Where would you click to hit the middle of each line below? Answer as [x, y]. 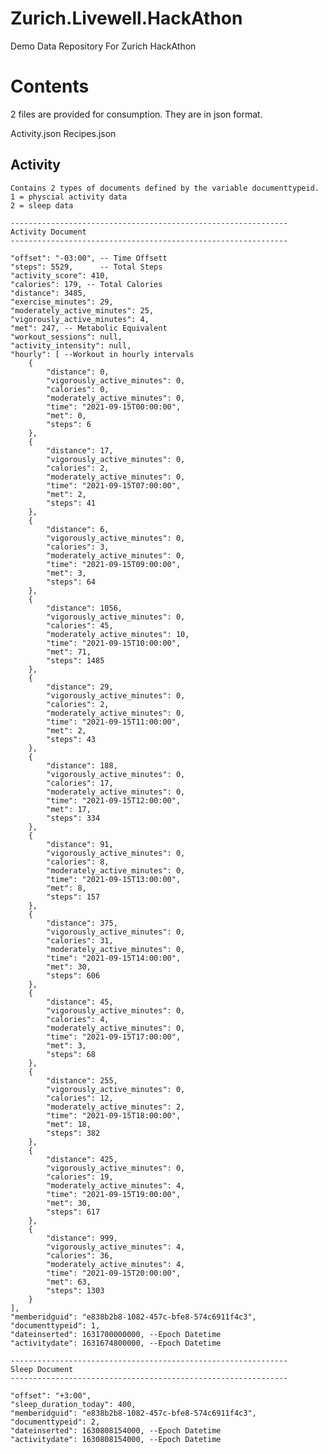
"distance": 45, [80, 1002]
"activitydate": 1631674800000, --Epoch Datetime [116, 1343]
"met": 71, [69, 652]
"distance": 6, [78, 529]
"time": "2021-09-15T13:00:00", [114, 879]
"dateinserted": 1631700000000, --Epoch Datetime [116, 1334]
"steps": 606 [73, 975]
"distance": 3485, [48, 293]
